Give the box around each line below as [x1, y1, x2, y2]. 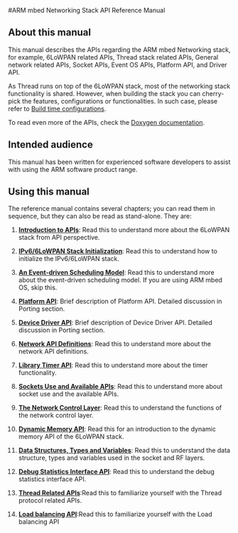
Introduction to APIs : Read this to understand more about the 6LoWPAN [18, 226, 230, 234]
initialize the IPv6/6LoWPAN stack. [18, 255, 120, 263]
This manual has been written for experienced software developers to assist [8, 158, 231, 166]
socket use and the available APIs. [18, 390, 119, 398]
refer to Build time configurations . [8, 104, 107, 113]
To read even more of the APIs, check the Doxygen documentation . [8, 118, 205, 126]
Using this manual [8, 186, 90, 198]
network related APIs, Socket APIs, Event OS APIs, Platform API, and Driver [8, 60, 227, 69]
